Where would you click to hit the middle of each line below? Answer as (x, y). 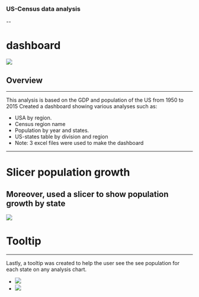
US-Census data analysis (44, 9)
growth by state (36, 203)
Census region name (40, 124)
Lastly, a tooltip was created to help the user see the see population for (93, 263)
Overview (25, 80)
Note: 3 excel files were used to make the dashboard (79, 143)
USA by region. (33, 118)
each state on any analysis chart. (46, 269)
